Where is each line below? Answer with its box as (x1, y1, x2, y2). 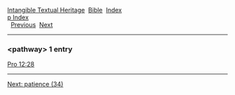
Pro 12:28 (7, 60, 35, 69)
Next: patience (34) (7, 80, 64, 89)
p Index (7, 13, 29, 21)
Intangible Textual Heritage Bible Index (7, 6, 122, 14)
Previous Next (10, 21, 53, 28)
